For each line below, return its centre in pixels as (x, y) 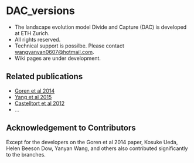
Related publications (45, 77)
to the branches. (26, 154)
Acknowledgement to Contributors (71, 128)
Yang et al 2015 (33, 97)
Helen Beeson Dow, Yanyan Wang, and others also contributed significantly (97, 148)
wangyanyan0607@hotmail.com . (55, 52)
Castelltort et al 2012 (40, 103)
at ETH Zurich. (32, 33)
